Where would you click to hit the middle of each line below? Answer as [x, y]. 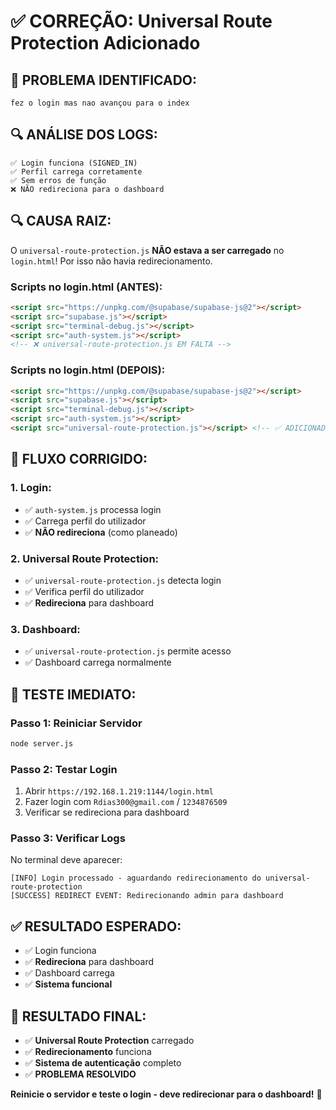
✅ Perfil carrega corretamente [76, 171]
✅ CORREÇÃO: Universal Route [141, 21]
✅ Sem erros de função [58, 180]
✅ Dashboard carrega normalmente [98, 662]
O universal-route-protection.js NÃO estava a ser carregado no [147, 250]
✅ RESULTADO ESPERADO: [96, 926]
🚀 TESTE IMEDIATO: [73, 694]
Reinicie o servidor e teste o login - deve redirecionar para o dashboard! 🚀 [166, 1094]
